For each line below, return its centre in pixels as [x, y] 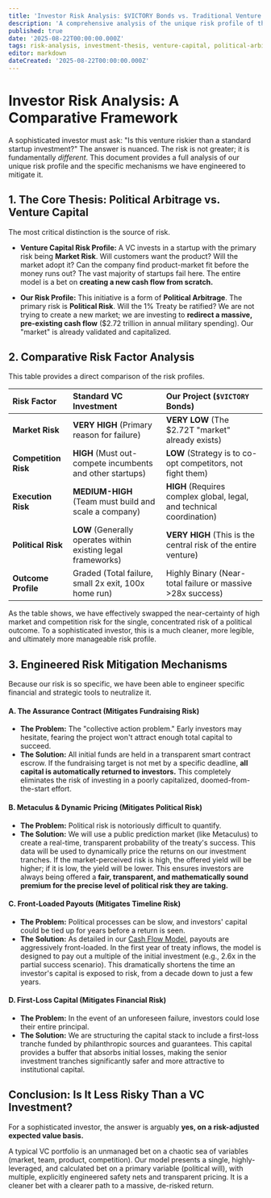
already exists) [194, 440]
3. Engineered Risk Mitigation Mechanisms [118, 664]
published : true [35, 31]
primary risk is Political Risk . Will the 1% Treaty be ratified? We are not [137, 306]
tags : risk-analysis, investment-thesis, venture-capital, [110, 46]
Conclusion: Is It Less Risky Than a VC [106, 1095]
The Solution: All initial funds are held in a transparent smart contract [135, 754]
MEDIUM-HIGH [102, 491]
